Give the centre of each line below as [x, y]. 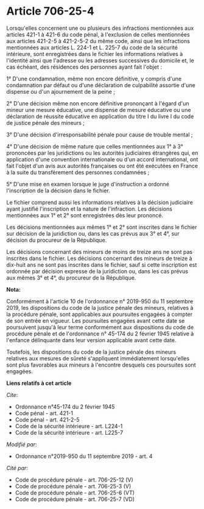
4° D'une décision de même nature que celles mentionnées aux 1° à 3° [95, 146]
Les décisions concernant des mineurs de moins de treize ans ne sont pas [100, 251]
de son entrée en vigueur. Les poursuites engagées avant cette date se [96, 320]
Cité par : [17, 468]
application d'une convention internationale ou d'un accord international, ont [102, 159]
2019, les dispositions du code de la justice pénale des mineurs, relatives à [100, 307]
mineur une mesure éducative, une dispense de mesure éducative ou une [99, 110]
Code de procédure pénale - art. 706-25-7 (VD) [75, 499]
